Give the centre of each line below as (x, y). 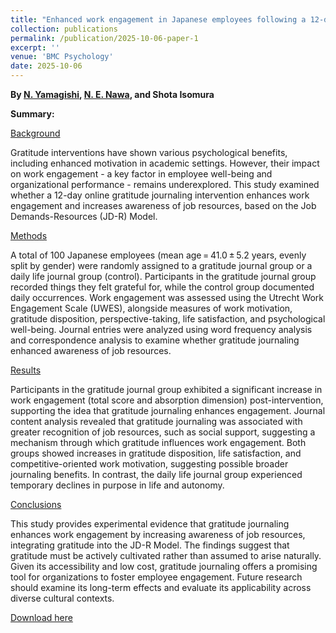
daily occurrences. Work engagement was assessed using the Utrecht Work (167, 297)
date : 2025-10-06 (46, 66)
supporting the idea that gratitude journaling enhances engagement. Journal (168, 410)
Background (35, 133)
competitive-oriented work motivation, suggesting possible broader (149, 464)
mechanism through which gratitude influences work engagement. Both (158, 442)
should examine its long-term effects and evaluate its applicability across (161, 587)
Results (26, 370)
